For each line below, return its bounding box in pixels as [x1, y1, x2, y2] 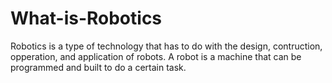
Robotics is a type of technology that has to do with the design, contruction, [10, 40, 323, 52]
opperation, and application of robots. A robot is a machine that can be [10, 50, 302, 62]
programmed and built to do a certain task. [10, 61, 187, 73]
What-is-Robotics [10, 7, 163, 30]
